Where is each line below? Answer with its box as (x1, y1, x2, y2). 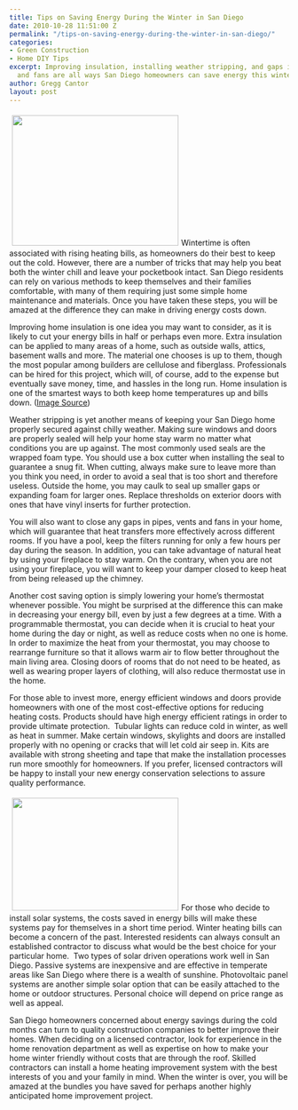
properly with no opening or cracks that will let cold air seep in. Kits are (9, 739, 270, 750)
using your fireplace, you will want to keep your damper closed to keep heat (9, 563, 286, 574)
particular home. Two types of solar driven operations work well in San (9, 950, 271, 961)
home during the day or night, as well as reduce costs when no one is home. (9, 628, 288, 638)
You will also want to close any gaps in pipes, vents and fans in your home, (9, 516, 283, 527)
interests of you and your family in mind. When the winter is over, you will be (9, 1071, 288, 1082)
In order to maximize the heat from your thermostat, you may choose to (9, 637, 271, 648)
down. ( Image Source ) (9, 397, 90, 408)
